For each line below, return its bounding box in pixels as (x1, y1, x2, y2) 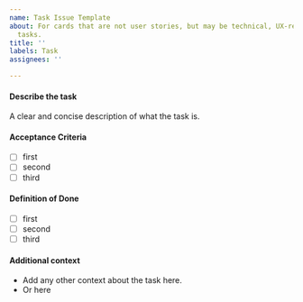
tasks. (17, 30, 42, 39)
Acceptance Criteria (9, 132, 87, 142)
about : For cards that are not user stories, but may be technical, (9, 22, 272, 31)
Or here (22, 285, 51, 296)
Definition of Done (9, 193, 79, 204)
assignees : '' (9, 55, 63, 64)
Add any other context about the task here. (22, 275, 183, 286)
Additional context (9, 254, 81, 266)
